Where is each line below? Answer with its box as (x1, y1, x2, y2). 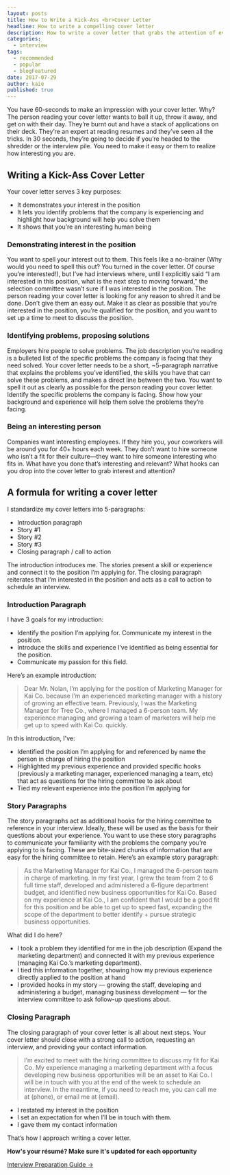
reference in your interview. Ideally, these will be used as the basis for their (7, 824, 218, 832)
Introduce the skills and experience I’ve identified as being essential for (16, 643, 218, 651)
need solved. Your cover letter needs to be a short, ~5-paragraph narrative (7, 361, 218, 369)
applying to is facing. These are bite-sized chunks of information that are (7, 846, 213, 854)
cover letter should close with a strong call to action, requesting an (7, 1035, 195, 1044)
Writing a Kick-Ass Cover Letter (7, 169, 145, 181)
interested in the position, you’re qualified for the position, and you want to (7, 306, 218, 315)
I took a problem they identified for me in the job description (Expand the (16, 944, 222, 952)
